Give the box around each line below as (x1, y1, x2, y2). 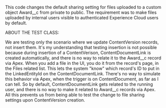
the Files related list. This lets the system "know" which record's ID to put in (5, 65, 160, 71)
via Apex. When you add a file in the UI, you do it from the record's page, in (5, 60, 159, 66)
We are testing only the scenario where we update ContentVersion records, (5, 39, 159, 45)
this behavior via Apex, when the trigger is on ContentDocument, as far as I (5, 76, 159, 82)
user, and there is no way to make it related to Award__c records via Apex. (5, 87, 156, 92)
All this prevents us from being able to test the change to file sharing (5, 92, 145, 98)
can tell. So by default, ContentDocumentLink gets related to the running (5, 81, 153, 87)
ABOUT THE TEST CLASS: (5, 30, 59, 35)
